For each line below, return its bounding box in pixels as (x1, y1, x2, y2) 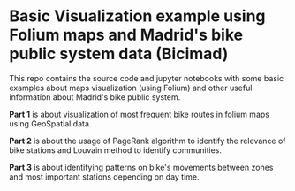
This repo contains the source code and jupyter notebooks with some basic (9, 73, 284, 83)
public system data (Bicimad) (9, 44, 229, 64)
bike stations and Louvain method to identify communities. (9, 144, 223, 156)
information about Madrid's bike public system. (9, 91, 181, 103)
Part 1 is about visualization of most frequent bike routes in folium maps (9, 109, 269, 119)
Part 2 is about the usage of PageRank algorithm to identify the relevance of (9, 135, 286, 146)
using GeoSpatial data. (9, 118, 92, 129)
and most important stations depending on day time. (9, 171, 200, 182)
